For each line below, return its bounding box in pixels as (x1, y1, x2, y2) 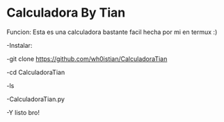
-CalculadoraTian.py (6, 95, 65, 103)
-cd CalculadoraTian (6, 68, 65, 76)
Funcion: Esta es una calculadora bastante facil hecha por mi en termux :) (6, 28, 218, 36)
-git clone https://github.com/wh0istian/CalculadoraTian (6, 54, 168, 63)
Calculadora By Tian (6, 5, 126, 21)
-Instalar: (6, 41, 33, 49)
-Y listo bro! (6, 108, 40, 116)
